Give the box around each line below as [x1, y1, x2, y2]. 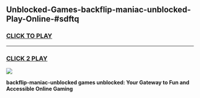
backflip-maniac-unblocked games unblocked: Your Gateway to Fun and [6, 78, 189, 86]
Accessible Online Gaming [6, 85, 73, 92]
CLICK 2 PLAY [6, 54, 48, 62]
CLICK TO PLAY [6, 32, 52, 40]
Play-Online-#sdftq [6, 14, 79, 24]
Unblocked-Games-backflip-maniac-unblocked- [6, 5, 192, 15]
